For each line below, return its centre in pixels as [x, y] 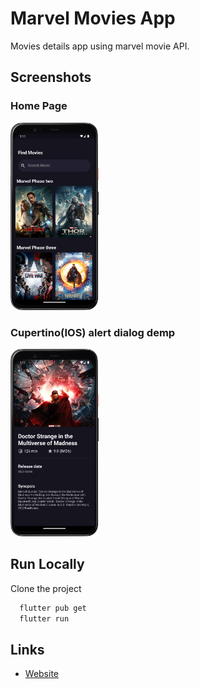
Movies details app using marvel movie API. [100, 46]
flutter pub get [53, 608]
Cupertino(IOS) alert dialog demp [93, 332]
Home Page [39, 106]
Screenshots [51, 77]
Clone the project [46, 588]
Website [42, 674]
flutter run [44, 618]
